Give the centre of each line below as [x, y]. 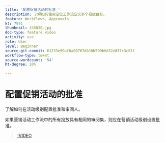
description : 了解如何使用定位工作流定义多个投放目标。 [56, 14]
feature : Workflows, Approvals [37, 19]
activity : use [20, 37]
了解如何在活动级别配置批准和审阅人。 [44, 109]
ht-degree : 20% [21, 64]
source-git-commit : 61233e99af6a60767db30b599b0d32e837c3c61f [70, 51]
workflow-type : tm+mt [27, 55]
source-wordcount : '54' [29, 60]
